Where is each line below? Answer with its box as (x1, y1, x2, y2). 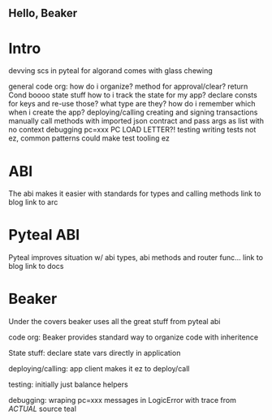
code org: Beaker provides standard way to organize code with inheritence (8, 332, 258, 342)
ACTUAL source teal (8, 404, 77, 414)
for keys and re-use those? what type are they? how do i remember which (8, 99, 256, 109)
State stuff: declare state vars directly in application (8, 349, 181, 358)
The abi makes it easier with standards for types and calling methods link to (8, 188, 261, 198)
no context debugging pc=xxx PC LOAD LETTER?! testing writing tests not (8, 125, 257, 135)
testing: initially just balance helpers (8, 379, 128, 389)
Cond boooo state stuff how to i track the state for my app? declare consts (8, 90, 257, 100)
